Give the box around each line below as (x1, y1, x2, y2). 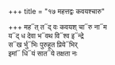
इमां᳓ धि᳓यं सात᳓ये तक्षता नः (8, 49, 78, 58)
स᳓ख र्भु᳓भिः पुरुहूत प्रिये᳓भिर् (8, 40, 78, 49)
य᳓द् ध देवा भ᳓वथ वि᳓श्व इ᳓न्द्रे (8, 31, 85, 40)
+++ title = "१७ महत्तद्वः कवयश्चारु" (8, 7, 105, 16)
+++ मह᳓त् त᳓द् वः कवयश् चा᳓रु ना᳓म (8, 23, 107, 31)
